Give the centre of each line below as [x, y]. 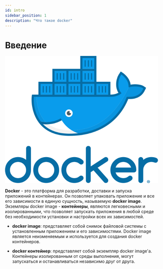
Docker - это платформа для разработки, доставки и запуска [68, 191]
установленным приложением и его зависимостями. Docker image [81, 232]
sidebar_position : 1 [26, 15]
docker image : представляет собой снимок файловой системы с [79, 226]
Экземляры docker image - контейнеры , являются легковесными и [75, 206]
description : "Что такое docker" [39, 20]
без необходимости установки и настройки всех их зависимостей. [74, 217]
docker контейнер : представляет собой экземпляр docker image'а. [82, 251]
